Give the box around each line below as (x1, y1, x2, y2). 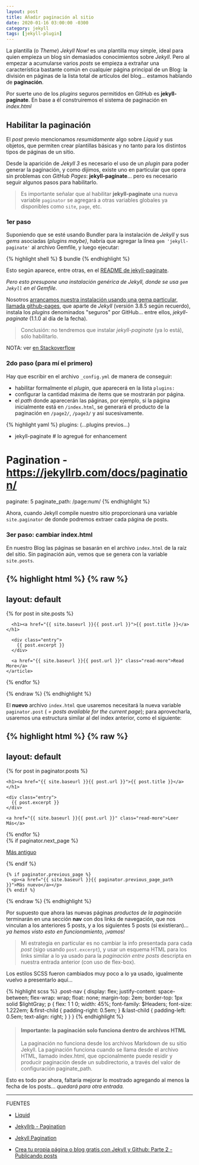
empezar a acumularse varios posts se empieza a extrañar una (6, 60, 159, 67)
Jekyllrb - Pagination (14, 1123, 66, 1130)
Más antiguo (6, 849, 37, 856)
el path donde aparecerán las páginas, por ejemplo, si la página (14, 397, 171, 404)
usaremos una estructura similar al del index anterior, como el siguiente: (6, 714, 182, 721)
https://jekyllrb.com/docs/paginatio (6, 466, 188, 479)
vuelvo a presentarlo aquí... (6, 976, 73, 983)
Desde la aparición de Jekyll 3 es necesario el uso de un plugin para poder (6, 160, 189, 167)
